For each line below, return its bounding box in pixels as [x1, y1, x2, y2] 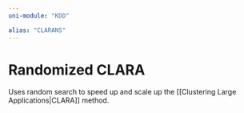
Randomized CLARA [8, 61, 146, 79]
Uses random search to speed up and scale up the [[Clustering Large [8, 87, 237, 97]
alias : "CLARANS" [8, 26, 66, 34]
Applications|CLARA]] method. [8, 95, 110, 105]
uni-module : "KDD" [8, 11, 70, 20]
